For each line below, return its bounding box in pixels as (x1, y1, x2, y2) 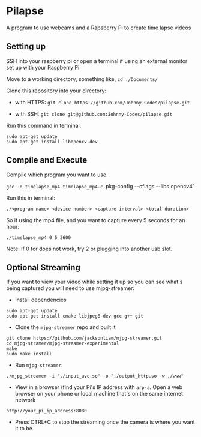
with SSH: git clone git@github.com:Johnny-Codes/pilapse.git (14, 110, 173, 118)
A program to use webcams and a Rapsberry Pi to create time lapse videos (6, 24, 191, 31)
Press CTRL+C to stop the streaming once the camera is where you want (14, 418, 195, 426)
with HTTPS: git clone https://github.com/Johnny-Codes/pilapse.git (14, 98, 190, 106)
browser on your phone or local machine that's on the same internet (14, 390, 184, 397)
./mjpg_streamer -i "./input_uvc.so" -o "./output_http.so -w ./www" (6, 373, 184, 379)
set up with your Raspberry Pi (6, 64, 80, 71)
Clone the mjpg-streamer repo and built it (14, 324, 116, 331)
